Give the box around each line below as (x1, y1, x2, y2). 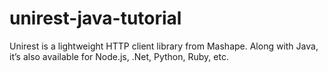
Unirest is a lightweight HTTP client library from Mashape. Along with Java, (9, 40, 319, 52)
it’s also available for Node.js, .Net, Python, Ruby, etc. (9, 50, 229, 62)
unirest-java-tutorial (9, 7, 182, 30)
